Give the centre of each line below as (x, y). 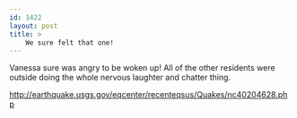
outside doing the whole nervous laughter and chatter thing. (120, 78)
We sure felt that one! (70, 42)
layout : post (34, 26)
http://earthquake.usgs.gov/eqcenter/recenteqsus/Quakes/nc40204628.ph (148, 95)
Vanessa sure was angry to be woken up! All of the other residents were (142, 68)
